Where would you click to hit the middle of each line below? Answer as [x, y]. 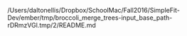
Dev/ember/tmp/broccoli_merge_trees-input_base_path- [90, 18]
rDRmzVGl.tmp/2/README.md [52, 25]
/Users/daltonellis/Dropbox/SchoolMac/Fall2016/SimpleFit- [93, 10]
